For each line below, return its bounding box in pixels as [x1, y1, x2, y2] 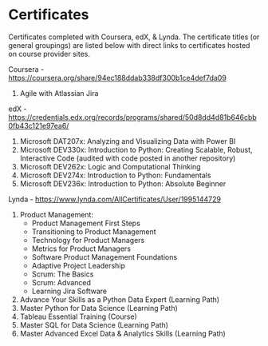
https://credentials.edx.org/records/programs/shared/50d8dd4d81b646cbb [8, 112, 257, 121]
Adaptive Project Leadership [31, 260, 126, 270]
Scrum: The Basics [31, 269, 94, 279]
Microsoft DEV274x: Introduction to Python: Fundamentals [19, 170, 211, 180]
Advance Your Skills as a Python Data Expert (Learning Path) [19, 294, 220, 304]
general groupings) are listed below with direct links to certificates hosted [8, 40, 250, 50]
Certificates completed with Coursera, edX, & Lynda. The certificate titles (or [8, 32, 260, 42]
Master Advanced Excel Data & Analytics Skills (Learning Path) [19, 328, 226, 338]
